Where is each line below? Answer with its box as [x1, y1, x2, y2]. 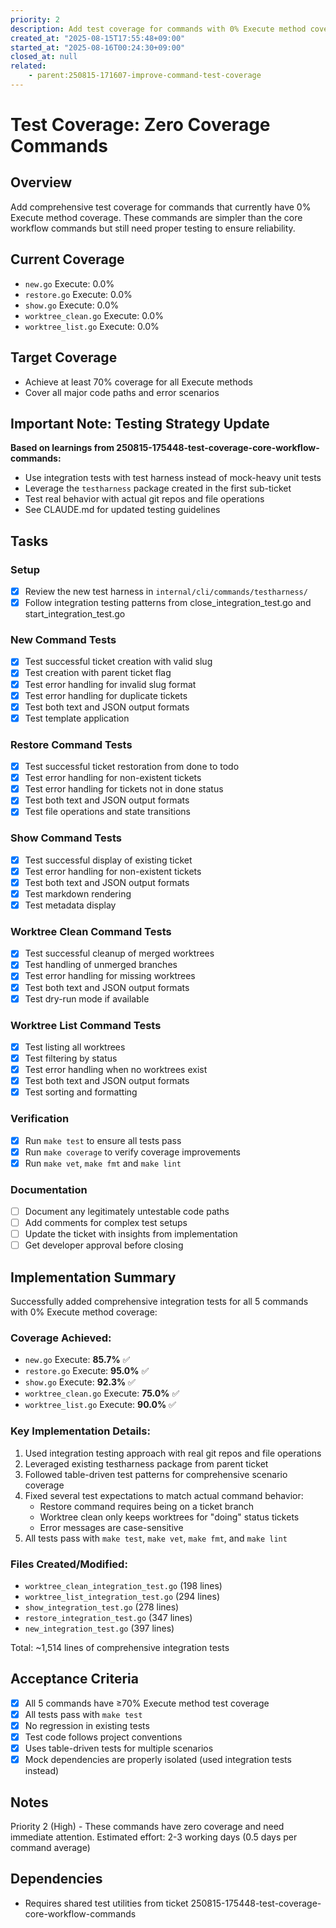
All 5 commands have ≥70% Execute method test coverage [24, 1697, 270, 1709]
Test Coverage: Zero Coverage [10, 114, 271, 136]
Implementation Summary [10, 1269, 177, 1286]
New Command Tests [10, 633, 117, 647]
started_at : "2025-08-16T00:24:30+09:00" [10, 42, 186, 53]
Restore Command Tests [10, 737, 133, 751]
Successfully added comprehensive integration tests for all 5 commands [10, 1296, 309, 1308]
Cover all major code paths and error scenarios [24, 386, 220, 398]
